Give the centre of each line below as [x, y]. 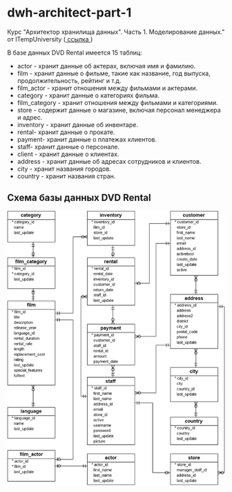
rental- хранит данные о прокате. [66, 132]
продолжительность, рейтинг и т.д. [69, 80]
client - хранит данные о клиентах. [68, 154]
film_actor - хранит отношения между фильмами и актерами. [107, 88]
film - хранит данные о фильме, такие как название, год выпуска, [114, 73]
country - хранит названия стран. [66, 176]
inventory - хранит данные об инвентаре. [77, 124]
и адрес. [30, 117]
